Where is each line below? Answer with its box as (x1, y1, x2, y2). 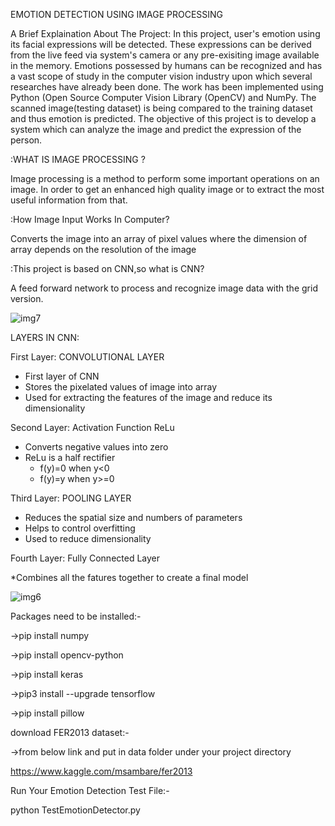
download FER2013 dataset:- (10, 727, 130, 738)
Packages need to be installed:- (10, 610, 142, 622)
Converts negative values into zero (24, 441, 169, 453)
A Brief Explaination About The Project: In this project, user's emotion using (10, 28, 321, 39)
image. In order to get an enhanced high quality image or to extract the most (10, 184, 325, 195)
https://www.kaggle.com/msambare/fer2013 (10, 765, 193, 777)
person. (10, 134, 43, 146)
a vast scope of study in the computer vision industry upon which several (10, 70, 313, 82)
